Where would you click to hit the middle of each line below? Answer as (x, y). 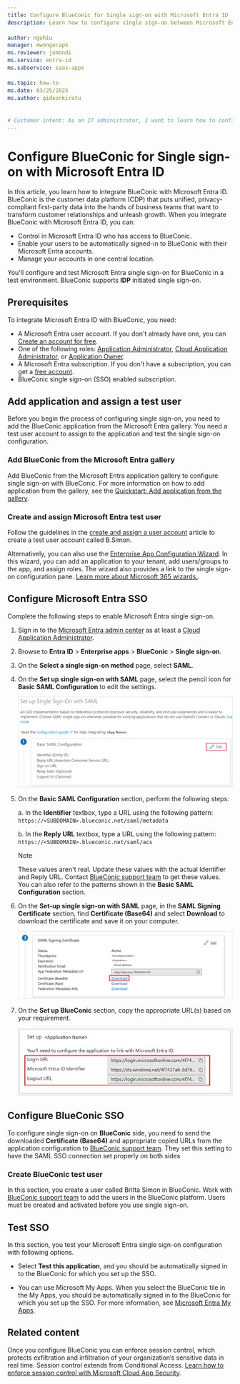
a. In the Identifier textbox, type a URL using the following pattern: (115, 812)
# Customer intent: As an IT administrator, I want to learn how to (111, 121)
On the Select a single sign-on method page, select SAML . (106, 665)
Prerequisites (38, 302)
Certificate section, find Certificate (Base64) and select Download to (121, 913)
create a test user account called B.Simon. (70, 540)
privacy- (210, 199)
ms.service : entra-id (40, 61)
